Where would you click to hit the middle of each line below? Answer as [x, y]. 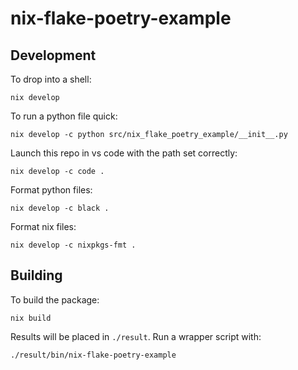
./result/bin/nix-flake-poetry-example [93, 355]
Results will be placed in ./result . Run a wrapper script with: [136, 336]
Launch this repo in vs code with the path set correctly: [124, 153]
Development [53, 55]
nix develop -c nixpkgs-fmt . [73, 245]
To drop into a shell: [51, 79]
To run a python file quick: [64, 116]
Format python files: [51, 190]
